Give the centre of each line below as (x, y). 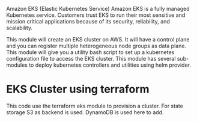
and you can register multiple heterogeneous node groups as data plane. (96, 46)
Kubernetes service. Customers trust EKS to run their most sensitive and (96, 15)
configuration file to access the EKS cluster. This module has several (91, 59)
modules (17, 65)
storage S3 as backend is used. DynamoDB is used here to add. (85, 112)
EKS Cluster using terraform (78, 89)
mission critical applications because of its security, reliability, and (88, 21)
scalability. (20, 28)
